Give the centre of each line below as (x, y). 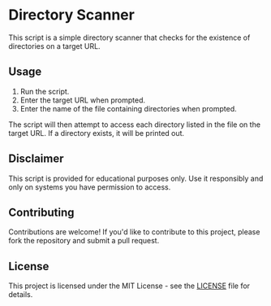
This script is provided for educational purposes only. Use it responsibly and (136, 178)
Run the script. (45, 91)
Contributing (41, 212)
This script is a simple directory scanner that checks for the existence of (129, 37)
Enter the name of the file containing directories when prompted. (128, 108)
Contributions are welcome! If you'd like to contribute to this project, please (134, 232)
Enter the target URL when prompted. (83, 100)
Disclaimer (36, 159)
